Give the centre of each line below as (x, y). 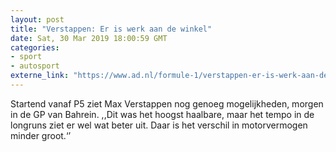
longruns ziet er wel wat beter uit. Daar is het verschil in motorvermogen (159, 125)
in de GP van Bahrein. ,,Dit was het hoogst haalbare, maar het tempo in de (162, 114)
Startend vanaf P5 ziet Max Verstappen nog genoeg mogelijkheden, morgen (167, 103)
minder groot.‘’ (41, 135)
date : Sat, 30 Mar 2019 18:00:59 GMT (89, 38)
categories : (35, 47)
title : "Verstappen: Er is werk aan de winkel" (111, 29)
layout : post (37, 19)
